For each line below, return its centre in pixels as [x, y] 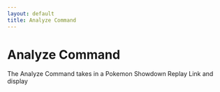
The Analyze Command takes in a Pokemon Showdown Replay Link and [110, 74]
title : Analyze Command [42, 20]
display [17, 82]
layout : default [31, 14]
